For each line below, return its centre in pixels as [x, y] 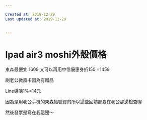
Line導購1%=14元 [23, 91]
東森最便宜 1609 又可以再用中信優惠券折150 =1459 [57, 69]
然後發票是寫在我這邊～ [29, 112]
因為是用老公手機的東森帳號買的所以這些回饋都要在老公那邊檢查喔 [73, 102]
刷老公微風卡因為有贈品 [29, 80]
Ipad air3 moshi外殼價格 [56, 54]
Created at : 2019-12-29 [30, 14]
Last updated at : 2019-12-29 [36, 19]
